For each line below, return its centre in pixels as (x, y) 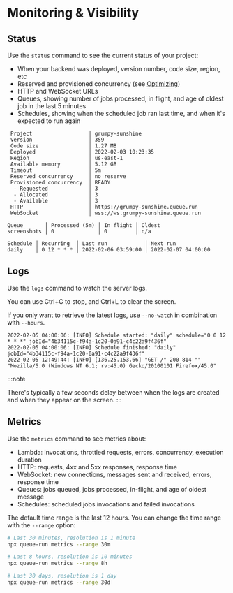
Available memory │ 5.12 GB (63, 164)
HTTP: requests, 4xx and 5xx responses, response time (97, 467)
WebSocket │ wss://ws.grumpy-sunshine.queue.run (105, 213)
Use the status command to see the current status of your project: (103, 55)
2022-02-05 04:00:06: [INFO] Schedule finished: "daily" (92, 347)
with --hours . (26, 322)
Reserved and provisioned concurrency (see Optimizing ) (99, 84)
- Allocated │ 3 (56, 195)
